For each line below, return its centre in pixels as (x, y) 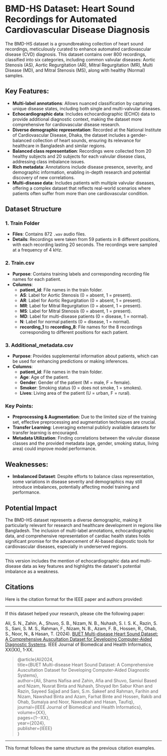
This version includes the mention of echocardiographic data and (72, 561)
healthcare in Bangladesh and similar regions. (59, 146)
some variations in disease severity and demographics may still (77, 482)
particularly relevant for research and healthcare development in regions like (83, 525)
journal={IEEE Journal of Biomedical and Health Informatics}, (80, 707)
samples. (14, 75)
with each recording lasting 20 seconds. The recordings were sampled (85, 245)
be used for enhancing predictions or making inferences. (71, 361)
